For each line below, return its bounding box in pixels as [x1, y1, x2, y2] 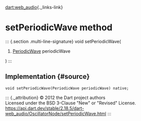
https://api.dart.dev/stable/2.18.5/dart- [5, 105, 84, 111]
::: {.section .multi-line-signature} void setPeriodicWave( [5, 38, 121, 44]
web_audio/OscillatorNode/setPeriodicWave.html [5, 110, 106, 116]
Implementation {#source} [5, 72, 90, 81]
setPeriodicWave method [5, 22, 113, 33]
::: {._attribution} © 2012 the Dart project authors [5, 94, 105, 100]
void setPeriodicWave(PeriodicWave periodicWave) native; [5, 85, 129, 91]
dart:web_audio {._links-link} [5, 5, 63, 10]
